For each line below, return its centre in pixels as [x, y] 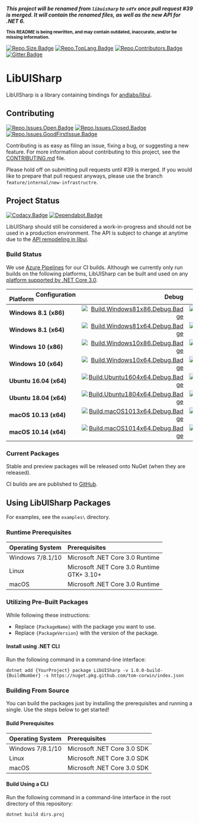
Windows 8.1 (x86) [37, 313]
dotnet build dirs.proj [36, 814]
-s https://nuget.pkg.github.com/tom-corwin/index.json [114, 675]
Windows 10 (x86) [36, 347]
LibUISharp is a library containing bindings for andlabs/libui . [79, 95]
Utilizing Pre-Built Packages [47, 602]
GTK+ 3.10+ [84, 575]
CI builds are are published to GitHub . [52, 484]
